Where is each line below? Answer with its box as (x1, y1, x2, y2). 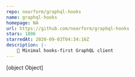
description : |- (6, 42, 47, 48)
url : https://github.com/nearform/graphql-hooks (6, 25, 130, 32)
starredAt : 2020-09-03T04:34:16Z (6, 36, 90, 42)
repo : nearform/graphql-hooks (6, 8, 82, 15)
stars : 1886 (6, 31, 36, 37)
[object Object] (6, 64, 44, 71)
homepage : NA (6, 20, 39, 26)
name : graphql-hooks (6, 14, 58, 20)
